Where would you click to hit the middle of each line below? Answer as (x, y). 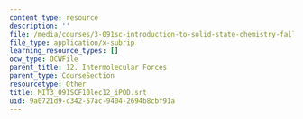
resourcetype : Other (48, 84)
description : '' (40, 26)
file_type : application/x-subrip (72, 42)
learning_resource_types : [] (64, 51)
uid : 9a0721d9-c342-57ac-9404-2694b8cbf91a (92, 101)
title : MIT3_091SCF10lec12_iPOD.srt (78, 92)
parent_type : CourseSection (62, 76)
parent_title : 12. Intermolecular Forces (88, 68)
